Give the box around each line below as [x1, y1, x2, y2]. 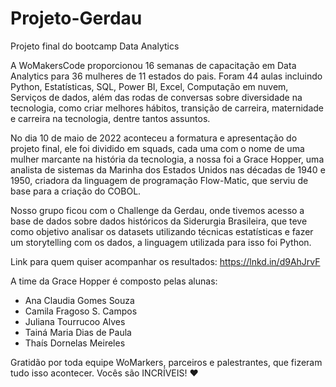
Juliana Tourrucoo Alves [24, 315, 126, 327]
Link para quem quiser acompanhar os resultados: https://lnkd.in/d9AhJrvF [10, 255, 321, 267]
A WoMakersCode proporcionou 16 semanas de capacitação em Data [10, 59, 297, 71]
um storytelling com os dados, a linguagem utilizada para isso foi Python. [10, 236, 312, 248]
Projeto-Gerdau [10, 7, 143, 30]
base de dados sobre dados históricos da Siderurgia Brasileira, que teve [10, 215, 308, 227]
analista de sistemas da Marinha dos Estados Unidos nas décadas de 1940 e [10, 163, 326, 176]
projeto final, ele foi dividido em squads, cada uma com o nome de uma [10, 142, 305, 154]
